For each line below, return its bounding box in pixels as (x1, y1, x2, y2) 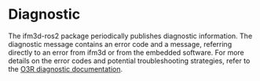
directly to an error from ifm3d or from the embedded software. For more (8, 48, 245, 57)
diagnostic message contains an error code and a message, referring (8, 39, 233, 48)
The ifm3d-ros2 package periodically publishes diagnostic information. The (8, 31, 253, 40)
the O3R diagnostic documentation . (8, 64, 123, 73)
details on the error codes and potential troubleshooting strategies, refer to (8, 56, 251, 65)
